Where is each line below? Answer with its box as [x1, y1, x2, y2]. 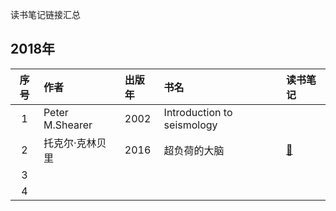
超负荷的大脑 [163, 143, 225, 157]
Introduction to [163, 105, 233, 119]
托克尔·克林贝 [43, 136, 107, 150]
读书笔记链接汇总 [10, 9, 81, 20]
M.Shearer [43, 118, 93, 132]
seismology [163, 118, 218, 132]
